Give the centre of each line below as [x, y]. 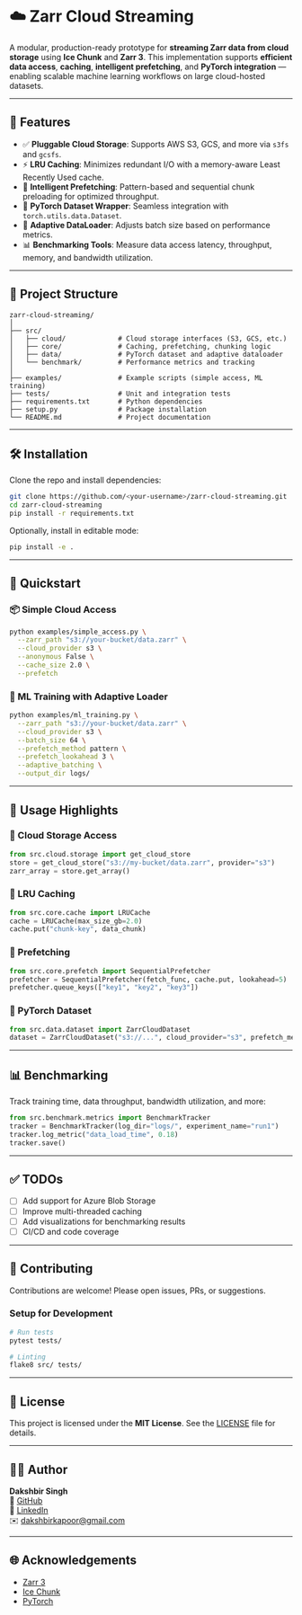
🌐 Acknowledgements [73, 1561]
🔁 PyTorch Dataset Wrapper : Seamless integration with [125, 206]
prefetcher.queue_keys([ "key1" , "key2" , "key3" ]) [104, 988]
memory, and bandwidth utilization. [88, 257]
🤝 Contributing [51, 1269]
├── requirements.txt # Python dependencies [106, 401]
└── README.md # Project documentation [110, 417]
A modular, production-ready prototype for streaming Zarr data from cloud [149, 47]
